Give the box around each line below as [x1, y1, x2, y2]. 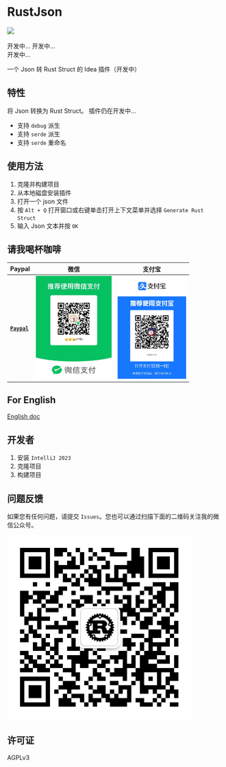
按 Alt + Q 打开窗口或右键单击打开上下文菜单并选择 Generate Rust [16, 205, 204, 214]
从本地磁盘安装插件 [16, 188, 72, 196]
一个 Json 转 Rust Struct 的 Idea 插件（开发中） [7, 65, 141, 73]
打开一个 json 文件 [16, 197, 69, 205]
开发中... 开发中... [7, 42, 56, 50]
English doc [7, 413, 40, 421]
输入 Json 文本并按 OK [16, 221, 79, 230]
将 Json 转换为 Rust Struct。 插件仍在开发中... [7, 106, 136, 115]
